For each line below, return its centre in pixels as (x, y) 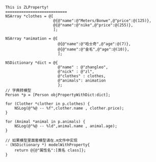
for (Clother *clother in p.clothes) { (48, 104)
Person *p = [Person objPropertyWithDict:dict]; (58, 95)
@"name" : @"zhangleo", (83, 67)
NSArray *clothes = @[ (29, 16)
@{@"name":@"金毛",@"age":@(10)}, (94, 49)
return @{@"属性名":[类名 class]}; (50, 150)
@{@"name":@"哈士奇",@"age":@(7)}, (94, 44)
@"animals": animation (82, 80)
